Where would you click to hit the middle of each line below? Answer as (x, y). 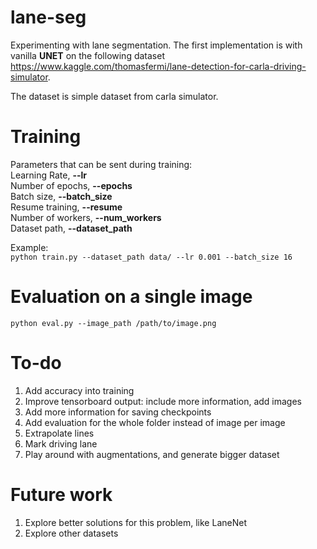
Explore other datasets (71, 533)
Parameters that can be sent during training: (101, 164)
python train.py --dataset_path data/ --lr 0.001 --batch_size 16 (151, 257)
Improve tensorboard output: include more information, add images (163, 401)
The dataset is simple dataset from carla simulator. (114, 96)
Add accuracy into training (79, 390)
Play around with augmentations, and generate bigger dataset (152, 454)
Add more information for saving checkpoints (118, 412)
